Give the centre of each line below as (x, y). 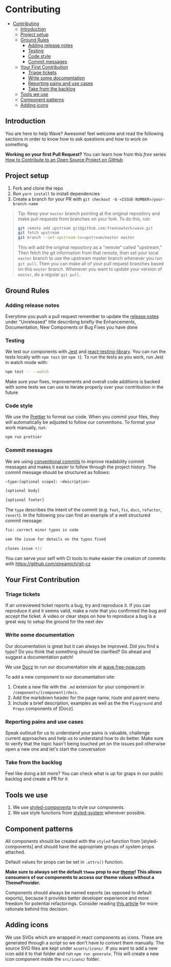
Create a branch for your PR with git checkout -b (65, 199)
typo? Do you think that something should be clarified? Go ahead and (78, 651)
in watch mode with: (27, 363)
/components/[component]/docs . (45, 692)
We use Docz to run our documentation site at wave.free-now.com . (76, 667)
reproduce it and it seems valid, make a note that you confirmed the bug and (86, 611)
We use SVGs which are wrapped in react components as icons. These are (84, 937)
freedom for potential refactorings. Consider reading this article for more (82, 903)
